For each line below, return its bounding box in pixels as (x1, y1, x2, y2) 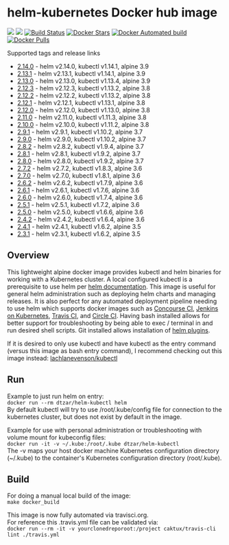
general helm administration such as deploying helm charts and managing (7, 289, 216, 298)
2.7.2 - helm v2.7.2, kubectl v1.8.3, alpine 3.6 (16, 164, 143, 172)
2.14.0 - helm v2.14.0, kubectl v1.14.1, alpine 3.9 (16, 62, 149, 70)
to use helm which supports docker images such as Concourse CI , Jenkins (7, 304, 219, 313)
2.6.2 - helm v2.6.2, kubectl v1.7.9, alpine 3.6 (16, 178, 143, 186)
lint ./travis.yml (7, 531, 60, 539)
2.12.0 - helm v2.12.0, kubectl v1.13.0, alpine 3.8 (16, 106, 151, 114)
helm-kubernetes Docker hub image (7, 5, 218, 21)
